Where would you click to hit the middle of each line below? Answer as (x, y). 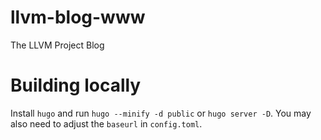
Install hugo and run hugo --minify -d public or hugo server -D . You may (161, 113)
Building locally (76, 85)
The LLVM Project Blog (57, 45)
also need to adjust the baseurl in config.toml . (106, 123)
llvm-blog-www (78, 17)
